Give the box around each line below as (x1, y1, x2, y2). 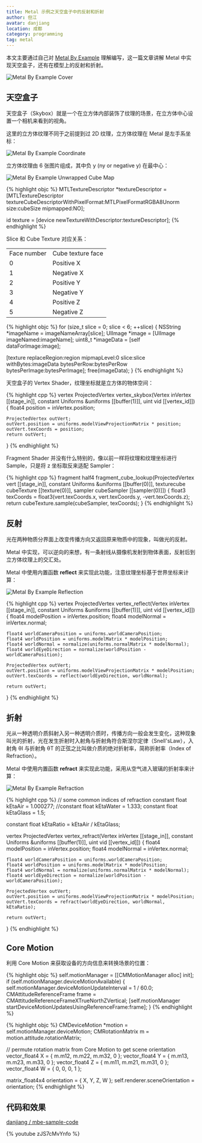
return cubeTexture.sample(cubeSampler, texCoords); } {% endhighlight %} (6, 499, 194, 507)
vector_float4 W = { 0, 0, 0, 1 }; (6, 1065, 82, 1073)
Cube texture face (52, 249, 103, 257)
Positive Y (52, 278, 81, 286)
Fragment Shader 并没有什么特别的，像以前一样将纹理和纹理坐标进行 (6, 454, 177, 461)
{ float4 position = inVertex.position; (6, 404, 95, 411)
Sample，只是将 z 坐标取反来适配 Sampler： (6, 461, 116, 469)
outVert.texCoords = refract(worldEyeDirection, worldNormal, (6, 899, 165, 905)
